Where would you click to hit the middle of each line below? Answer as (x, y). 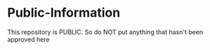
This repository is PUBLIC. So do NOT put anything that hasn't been (105, 32)
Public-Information (64, 13)
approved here (29, 39)
